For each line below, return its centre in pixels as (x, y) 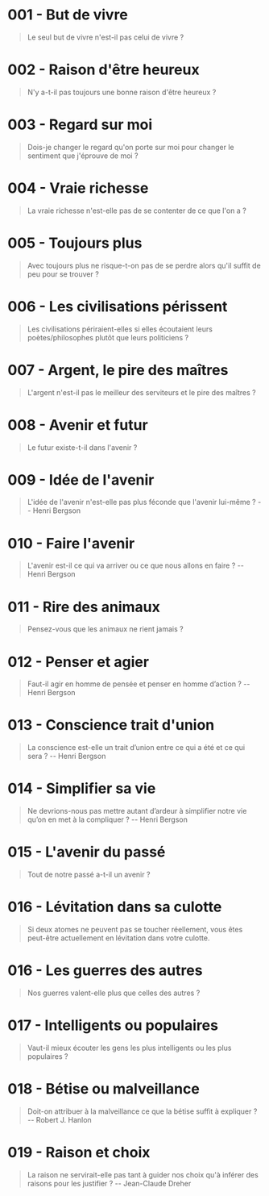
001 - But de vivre (68, 15)
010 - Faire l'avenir (71, 543)
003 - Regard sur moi (80, 125)
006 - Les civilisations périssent (118, 306)
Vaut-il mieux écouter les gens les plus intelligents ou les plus (129, 1048)
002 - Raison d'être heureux (103, 70)
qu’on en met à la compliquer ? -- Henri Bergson (108, 819)
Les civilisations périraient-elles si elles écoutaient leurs (120, 329)
